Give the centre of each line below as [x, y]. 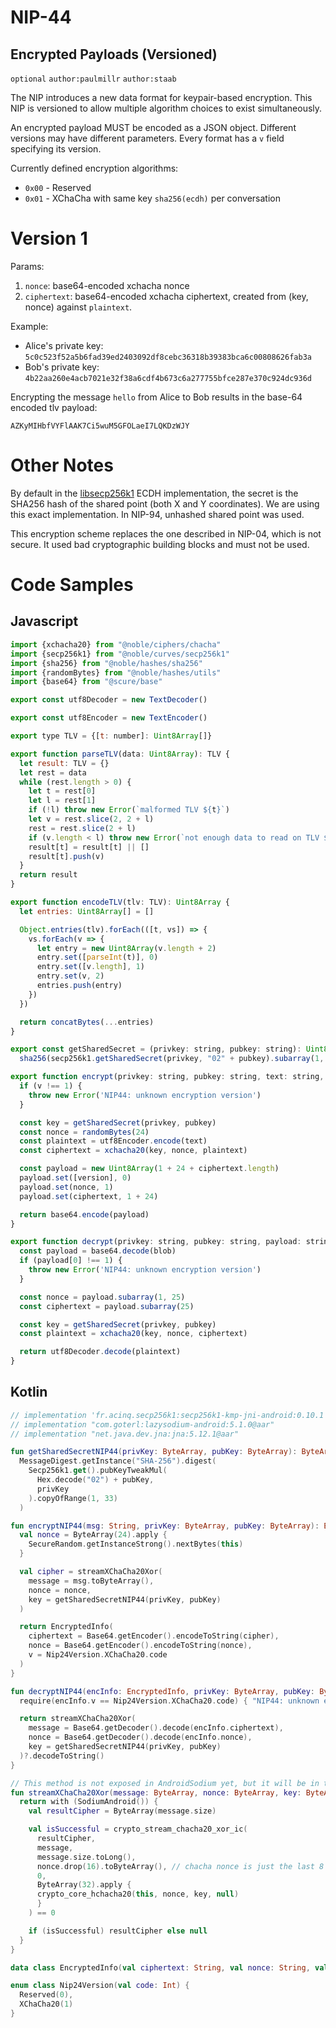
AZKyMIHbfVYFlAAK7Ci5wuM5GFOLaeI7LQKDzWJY [100, 426]
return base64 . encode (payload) [84, 1214]
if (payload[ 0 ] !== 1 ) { [71, 1261]
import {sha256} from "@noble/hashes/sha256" [106, 663]
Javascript [44, 621]
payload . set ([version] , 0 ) [75, 1178]
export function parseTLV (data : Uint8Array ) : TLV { [120, 754]
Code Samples [72, 585]
